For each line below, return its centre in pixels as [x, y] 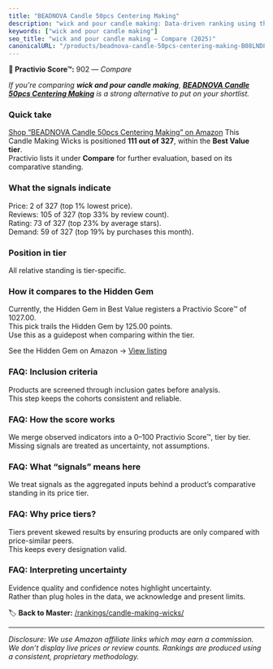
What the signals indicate [60, 188]
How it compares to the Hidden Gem [81, 291]
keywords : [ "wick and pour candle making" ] [83, 31]
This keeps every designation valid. [68, 549]
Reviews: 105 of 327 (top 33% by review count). [89, 214]
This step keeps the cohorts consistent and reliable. [95, 398]
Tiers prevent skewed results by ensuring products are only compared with [134, 532]
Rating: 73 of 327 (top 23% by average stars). [85, 223]
